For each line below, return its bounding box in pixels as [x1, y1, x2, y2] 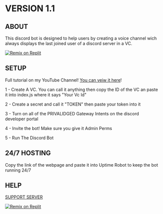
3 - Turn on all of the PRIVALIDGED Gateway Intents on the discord [5, 110, 139, 116]
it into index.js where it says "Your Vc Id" [5, 91, 87, 98]
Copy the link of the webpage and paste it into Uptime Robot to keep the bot [5, 162, 159, 168]
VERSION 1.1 [5, 3, 55, 14]
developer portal [5, 116, 39, 122]
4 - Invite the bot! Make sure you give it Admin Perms [5, 125, 112, 131]
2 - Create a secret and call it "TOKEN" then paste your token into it [5, 101, 141, 107]
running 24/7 [5, 167, 31, 173]
